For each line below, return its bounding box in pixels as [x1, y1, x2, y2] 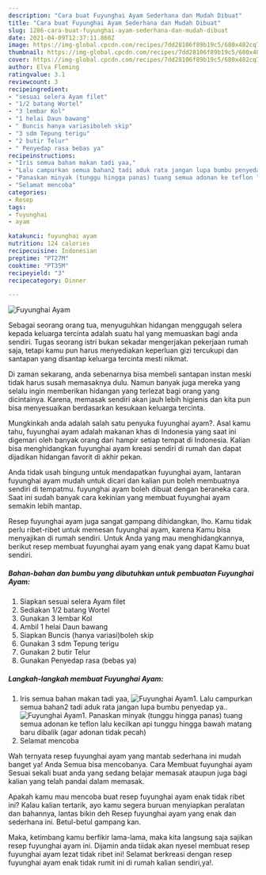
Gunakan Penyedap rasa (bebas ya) [19, 655, 137, 666]
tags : [8, 203, 26, 211]
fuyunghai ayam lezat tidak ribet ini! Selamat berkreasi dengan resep [8, 850, 232, 859]
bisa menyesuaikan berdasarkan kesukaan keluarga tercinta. [8, 403, 206, 413]
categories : [8, 188, 47, 197]
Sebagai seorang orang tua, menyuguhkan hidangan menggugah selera [8, 320, 242, 330]
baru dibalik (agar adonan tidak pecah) [19, 728, 146, 737]
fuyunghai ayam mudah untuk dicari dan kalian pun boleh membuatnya [8, 476, 240, 486]
